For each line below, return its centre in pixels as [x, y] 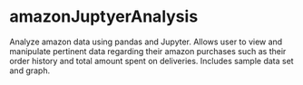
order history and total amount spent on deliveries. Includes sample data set [151, 61]
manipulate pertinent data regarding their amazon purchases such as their [148, 51]
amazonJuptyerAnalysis [104, 17]
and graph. [30, 71]
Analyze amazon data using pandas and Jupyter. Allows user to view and [146, 42]
